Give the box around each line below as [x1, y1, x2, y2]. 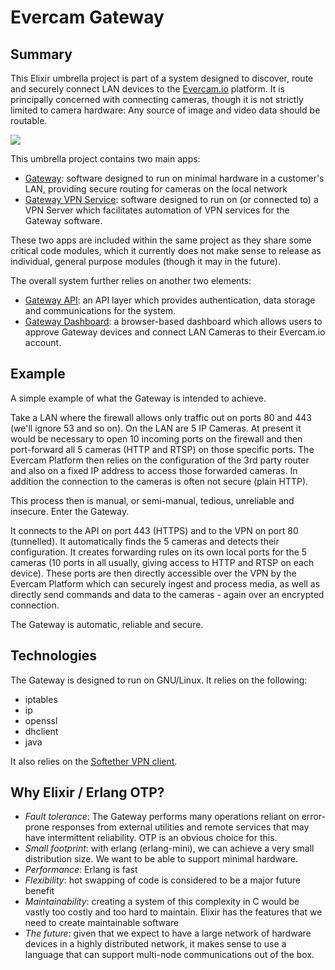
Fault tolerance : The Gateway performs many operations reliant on [24, 811, 300, 823]
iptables [24, 693, 58, 705]
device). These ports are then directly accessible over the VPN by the [10, 567, 297, 579]
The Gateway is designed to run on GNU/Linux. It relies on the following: [10, 674, 308, 686]
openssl [24, 714, 58, 726]
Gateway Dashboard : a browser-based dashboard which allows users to [24, 316, 323, 327]
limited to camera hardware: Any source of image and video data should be [10, 104, 321, 116]
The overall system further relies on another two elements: [10, 275, 252, 286]
